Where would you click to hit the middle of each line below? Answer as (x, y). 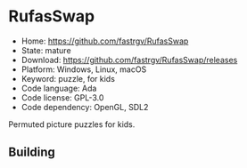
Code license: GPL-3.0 (62, 97)
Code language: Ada (59, 88)
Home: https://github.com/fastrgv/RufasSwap (105, 41)
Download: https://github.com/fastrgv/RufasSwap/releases (129, 60)
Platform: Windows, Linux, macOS (84, 69)
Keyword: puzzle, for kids (68, 78)
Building (32, 152)
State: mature (46, 50)
